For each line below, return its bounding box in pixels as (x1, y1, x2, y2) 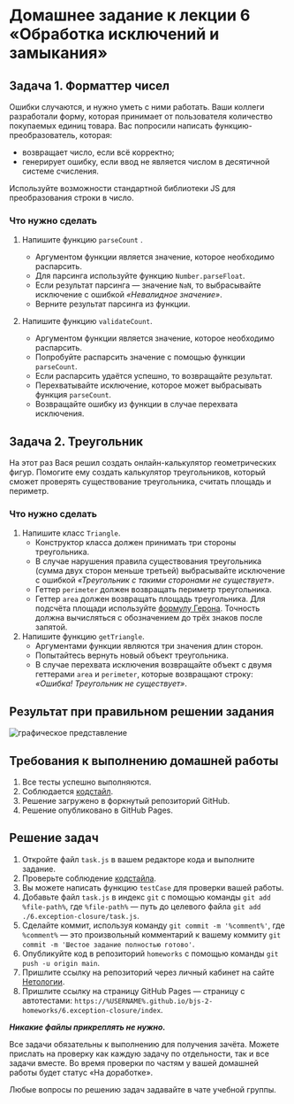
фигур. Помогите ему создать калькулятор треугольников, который (9, 467, 267, 478)
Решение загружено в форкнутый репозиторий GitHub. (21, 796, 230, 807)
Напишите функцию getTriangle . (21, 631, 145, 642)
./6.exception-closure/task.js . (21, 910, 139, 921)
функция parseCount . (34, 390, 112, 400)
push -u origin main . (21, 957, 100, 968)
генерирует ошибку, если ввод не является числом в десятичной (21, 157, 270, 166)
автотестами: (21, 995, 73, 1006)
